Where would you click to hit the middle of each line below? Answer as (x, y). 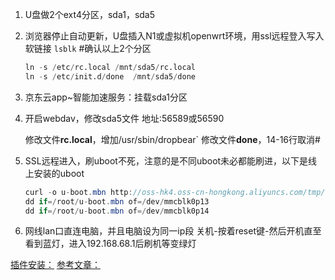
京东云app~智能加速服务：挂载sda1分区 (106, 97)
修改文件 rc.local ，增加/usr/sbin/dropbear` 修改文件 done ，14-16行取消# (172, 139)
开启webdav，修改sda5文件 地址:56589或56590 (124, 118)
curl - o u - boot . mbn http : (78, 192)
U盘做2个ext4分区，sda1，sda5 (90, 14)
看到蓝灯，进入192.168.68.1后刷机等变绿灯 (110, 244)
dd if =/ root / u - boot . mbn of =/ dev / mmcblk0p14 (117, 211)
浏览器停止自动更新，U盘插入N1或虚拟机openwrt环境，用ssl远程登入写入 (174, 36)
